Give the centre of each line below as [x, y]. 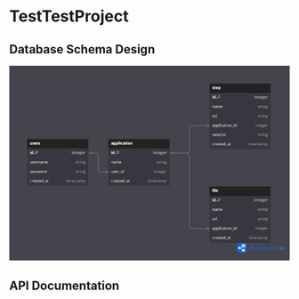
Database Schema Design [82, 49]
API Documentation [65, 285]
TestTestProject [69, 16]
